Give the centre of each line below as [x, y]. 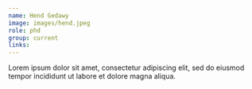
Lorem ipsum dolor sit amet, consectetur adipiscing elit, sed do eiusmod [126, 68]
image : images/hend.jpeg [49, 23]
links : [19, 45]
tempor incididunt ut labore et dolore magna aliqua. [92, 76]
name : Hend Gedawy [39, 15]
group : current [33, 38]
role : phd [25, 30]
